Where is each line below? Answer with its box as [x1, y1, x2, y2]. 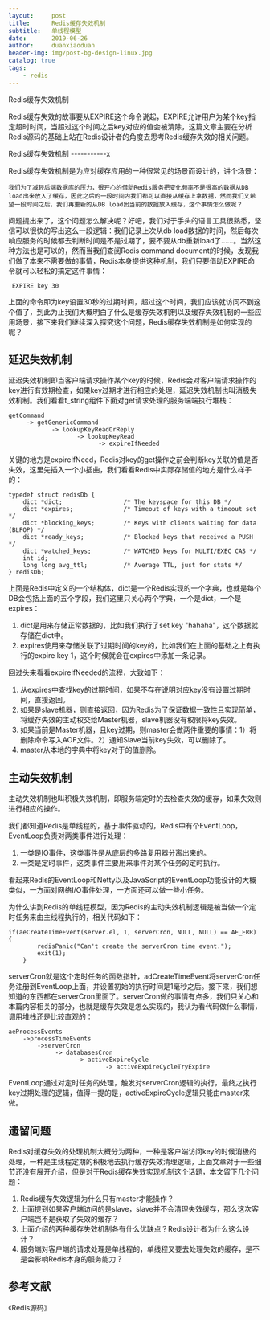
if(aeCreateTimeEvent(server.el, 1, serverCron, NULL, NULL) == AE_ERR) [8, 929, 257, 937]
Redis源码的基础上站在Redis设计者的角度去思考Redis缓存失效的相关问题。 [8, 132, 253, 141]
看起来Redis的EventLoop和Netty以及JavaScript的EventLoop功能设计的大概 [8, 875, 257, 885]
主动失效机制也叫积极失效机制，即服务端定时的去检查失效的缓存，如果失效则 [8, 794, 262, 803]
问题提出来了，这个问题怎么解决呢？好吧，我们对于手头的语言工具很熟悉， [8, 215, 255, 225]
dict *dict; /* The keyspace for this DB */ [22, 498, 231, 506]
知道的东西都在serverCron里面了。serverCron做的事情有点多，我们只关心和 [8, 991, 259, 1001]
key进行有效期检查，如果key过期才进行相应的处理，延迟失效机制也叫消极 [8, 386, 251, 395]
